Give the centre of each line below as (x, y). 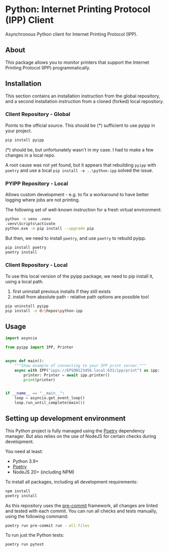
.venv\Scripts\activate (30, 224)
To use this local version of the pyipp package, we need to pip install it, (79, 276)
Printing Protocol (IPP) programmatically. (48, 67)
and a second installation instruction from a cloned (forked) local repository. (84, 101)
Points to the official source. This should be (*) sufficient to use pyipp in (80, 125)
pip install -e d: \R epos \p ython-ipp (44, 311)
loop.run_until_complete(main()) (50, 403)
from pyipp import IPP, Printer (39, 347)
